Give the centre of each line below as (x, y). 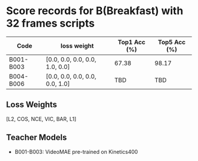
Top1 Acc (131, 42)
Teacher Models (37, 138)
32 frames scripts (50, 23)
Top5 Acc (172, 42)
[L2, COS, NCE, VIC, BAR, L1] (41, 119)
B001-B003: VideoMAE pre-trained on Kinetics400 (76, 152)
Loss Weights (32, 105)
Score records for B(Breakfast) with (95, 11)
